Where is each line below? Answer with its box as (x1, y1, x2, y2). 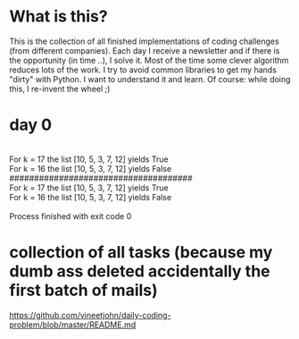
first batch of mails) (9, 280, 158, 301)
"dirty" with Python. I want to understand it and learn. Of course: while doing (9, 73, 291, 84)
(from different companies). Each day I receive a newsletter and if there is (9, 45, 280, 55)
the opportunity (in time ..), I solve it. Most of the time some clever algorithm (9, 55, 289, 65)
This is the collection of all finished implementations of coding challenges (9, 36, 279, 47)
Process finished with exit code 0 (9, 210, 132, 221)
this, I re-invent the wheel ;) (9, 83, 111, 94)
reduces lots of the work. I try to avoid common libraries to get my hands (9, 64, 277, 75)
